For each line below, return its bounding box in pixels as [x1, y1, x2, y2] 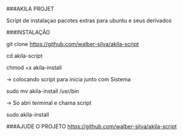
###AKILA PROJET [6, 5, 55, 12]
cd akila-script [6, 52, 43, 59]
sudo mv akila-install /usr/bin [6, 87, 79, 95]
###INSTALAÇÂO [6, 29, 51, 36]
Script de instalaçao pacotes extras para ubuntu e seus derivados [6, 17, 172, 24]
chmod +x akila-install [6, 64, 62, 71]
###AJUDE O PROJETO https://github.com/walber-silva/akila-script [6, 123, 177, 130]
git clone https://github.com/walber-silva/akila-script [6, 41, 139, 47]
